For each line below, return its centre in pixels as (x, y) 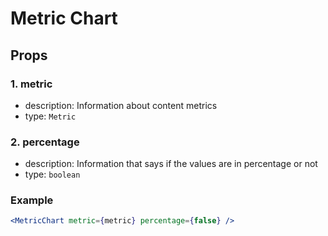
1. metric (31, 84)
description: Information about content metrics (121, 105)
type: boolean (52, 174)
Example (32, 200)
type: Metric (50, 116)
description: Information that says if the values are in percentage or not (171, 164)
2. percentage (45, 142)
